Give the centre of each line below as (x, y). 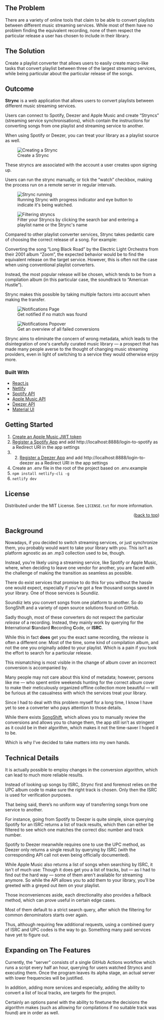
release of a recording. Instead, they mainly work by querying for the (74, 622)
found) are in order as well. (32, 1013)
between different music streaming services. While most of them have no (79, 25)
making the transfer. (25, 300)
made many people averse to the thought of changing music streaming (77, 349)
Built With (17, 372)
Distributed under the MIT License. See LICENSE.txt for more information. (79, 506)
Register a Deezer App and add (51, 458)
